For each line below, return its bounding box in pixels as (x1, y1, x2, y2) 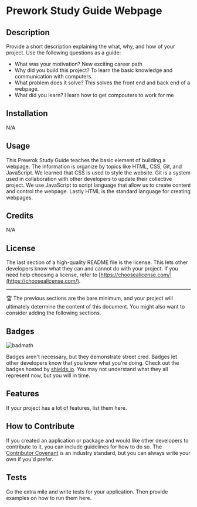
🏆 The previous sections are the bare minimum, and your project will (6, 294, 173, 302)
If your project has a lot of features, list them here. (6, 404, 127, 411)
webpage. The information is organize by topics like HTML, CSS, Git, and (6, 163, 182, 170)
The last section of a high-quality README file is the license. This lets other (6, 259, 188, 266)
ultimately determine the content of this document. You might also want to (6, 303, 185, 310)
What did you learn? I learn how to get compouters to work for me (14, 92, 174, 98)
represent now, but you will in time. (6, 372, 91, 379)
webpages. (6, 194, 33, 201)
